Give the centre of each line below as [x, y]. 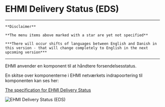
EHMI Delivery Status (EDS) [62, 9]
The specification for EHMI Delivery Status [48, 90]
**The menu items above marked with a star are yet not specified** [77, 35]
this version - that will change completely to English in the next [77, 48]
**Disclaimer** [21, 26]
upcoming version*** [26, 52]
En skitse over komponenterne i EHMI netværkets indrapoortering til [74, 75]
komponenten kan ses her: [32, 80]
